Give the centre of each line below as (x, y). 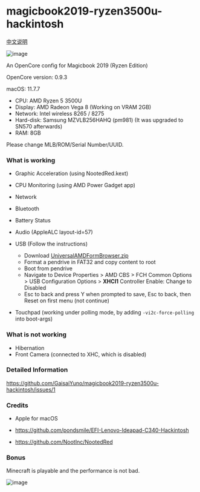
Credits (17, 405)
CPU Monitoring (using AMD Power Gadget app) (75, 185)
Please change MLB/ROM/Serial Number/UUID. (65, 144)
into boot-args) (34, 319)
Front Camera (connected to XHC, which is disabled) (81, 354)
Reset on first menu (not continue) (67, 301)
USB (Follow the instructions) (51, 244)
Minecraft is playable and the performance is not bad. (73, 471)
